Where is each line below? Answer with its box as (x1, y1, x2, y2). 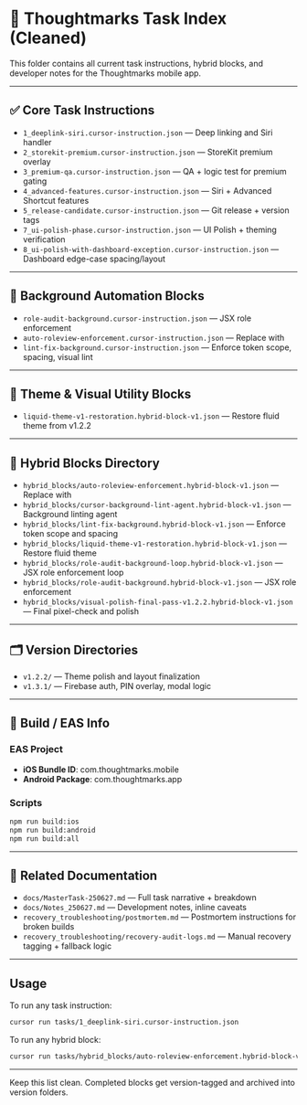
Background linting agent (22, 509, 118, 520)
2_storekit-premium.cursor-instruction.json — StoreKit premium (22, 146, 273, 157)
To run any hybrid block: (9, 1035, 101, 1046)
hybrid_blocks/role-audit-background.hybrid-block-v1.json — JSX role (22, 577, 297, 588)
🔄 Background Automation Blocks (9, 288, 205, 304)
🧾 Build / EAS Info (9, 716, 111, 731)
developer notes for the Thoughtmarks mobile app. (9, 68, 202, 79)
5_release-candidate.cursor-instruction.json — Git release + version (22, 205, 290, 216)
